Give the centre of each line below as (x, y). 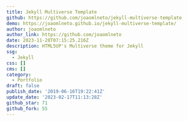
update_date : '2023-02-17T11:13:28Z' (55, 97)
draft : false (23, 86)
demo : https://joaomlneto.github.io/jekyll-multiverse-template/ (91, 23)
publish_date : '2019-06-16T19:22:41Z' (56, 92)
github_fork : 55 (27, 108)
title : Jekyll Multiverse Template (52, 12)
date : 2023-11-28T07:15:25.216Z (47, 40)
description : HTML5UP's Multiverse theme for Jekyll (75, 46)
